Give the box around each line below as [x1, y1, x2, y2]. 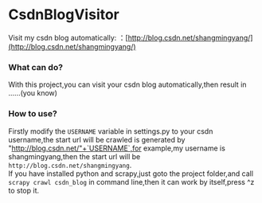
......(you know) [8, 88, 58, 98]
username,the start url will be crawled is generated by [8, 135, 186, 144]
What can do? [8, 61, 64, 72]
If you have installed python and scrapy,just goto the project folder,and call [8, 169, 253, 178]
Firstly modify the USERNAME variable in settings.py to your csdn [8, 126, 213, 136]
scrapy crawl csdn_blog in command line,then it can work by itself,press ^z [8, 177, 255, 186]
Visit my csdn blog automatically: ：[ [8, 33, 129, 42]
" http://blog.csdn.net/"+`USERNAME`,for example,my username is [8, 143, 225, 153]
